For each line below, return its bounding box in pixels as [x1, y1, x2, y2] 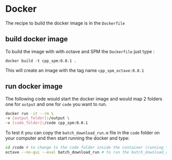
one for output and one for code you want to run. [5, 101, 107, 107]
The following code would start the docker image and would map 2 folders [5, 96, 163, 102]
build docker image [5, 35, 68, 43]
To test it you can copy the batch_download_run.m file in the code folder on [5, 130, 160, 136]
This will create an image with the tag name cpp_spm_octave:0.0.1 [5, 67, 144, 73]
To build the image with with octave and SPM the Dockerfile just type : [5, 48, 155, 54]
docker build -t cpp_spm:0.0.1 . [5, 58, 77, 63]
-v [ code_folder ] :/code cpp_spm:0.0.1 [5, 121, 88, 126]
